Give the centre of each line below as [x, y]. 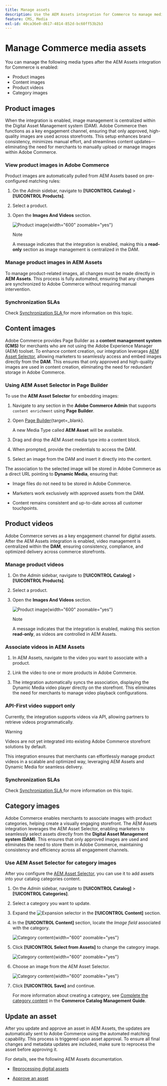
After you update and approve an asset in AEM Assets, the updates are [78, 1028]
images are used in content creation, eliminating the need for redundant [79, 367]
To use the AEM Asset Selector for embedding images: [62, 396]
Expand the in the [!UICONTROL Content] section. [87, 913]
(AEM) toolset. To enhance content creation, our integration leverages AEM [82, 351]
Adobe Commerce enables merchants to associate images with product [79, 818]
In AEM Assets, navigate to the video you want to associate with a [80, 658]
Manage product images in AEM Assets [54, 263]
